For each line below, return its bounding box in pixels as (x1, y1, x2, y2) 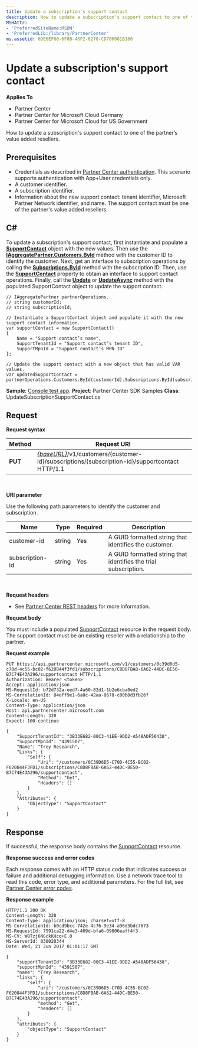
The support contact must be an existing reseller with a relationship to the (6, 632, 186, 639)
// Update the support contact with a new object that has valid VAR (6, 361, 181, 367)
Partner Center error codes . (6, 884, 74, 892)
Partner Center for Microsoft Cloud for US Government (14, 118, 148, 125)
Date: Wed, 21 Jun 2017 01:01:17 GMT (6, 943, 99, 950)
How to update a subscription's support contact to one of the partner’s (6, 129, 178, 136)
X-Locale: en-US (6, 698, 46, 704)
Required (76, 523, 103, 532)
